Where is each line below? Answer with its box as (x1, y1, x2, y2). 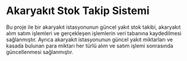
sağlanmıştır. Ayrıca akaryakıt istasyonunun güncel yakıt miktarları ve (6, 36, 173, 43)
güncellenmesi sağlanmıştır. (6, 48, 74, 55)
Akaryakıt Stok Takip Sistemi (6, 4, 150, 18)
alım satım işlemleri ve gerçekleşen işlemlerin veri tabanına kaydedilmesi (6, 29, 182, 36)
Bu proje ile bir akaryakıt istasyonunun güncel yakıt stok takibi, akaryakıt (6, 23, 181, 30)
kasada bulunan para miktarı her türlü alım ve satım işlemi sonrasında (6, 42, 173, 49)
